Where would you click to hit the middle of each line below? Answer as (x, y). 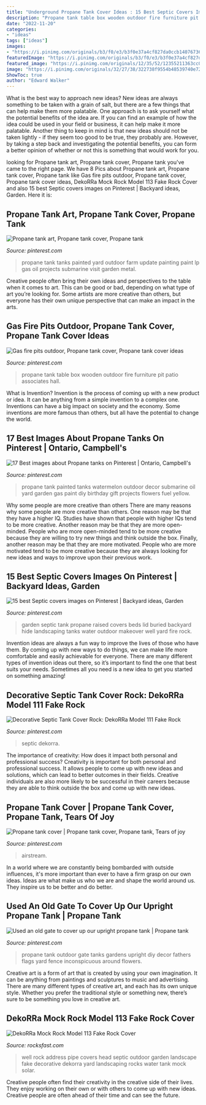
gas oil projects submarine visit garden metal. (79, 269)
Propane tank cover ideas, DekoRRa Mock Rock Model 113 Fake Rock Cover (102, 182)
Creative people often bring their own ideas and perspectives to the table (99, 281)
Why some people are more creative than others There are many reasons (99, 505)
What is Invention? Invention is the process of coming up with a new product (103, 393)
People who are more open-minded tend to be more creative (105, 531)
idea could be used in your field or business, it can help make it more (93, 124)
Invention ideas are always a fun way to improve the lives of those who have (103, 643)
